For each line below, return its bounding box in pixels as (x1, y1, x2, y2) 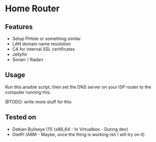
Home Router (5, 3, 60, 14)
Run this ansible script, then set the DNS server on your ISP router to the (5, 84, 152, 90)
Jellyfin (12, 51, 27, 57)
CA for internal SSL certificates (12, 46, 75, 52)
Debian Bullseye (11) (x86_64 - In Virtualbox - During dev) (12, 126, 129, 132)
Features (5, 23, 33, 31)
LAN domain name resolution (12, 41, 71, 47)
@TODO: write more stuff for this (5, 99, 72, 105)
